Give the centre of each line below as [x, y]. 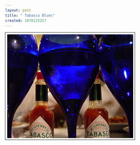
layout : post [18, 10]
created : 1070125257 [26, 20]
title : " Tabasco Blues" [30, 15]
